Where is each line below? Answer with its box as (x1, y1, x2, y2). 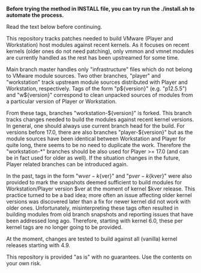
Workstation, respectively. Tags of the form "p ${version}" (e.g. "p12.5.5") (6, 85, 187, 92)
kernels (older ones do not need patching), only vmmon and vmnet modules (6, 48, 194, 55)
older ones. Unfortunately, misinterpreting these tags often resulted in (6, 204, 179, 212)
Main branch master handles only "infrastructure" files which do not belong (6, 66, 193, 73)
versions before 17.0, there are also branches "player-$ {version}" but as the (6, 129, 193, 136)
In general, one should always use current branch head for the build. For (6, 122, 185, 129)
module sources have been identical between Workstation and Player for (6, 135, 186, 142)
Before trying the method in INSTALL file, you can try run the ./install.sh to (6, 5, 195, 12)
